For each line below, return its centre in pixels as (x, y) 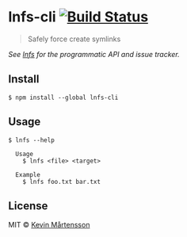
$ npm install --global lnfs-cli (63, 97)
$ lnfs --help (32, 140)
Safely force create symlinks (74, 39)
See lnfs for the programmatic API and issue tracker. (94, 54)
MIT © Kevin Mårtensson (49, 225)
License (28, 206)
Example (28, 174)
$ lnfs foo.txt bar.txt (62, 182)
